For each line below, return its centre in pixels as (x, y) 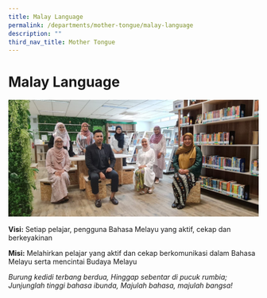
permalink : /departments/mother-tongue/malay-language (101, 25)
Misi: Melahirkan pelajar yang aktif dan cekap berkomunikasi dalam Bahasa (132, 253)
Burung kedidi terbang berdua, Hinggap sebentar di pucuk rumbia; (118, 277)
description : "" (35, 33)
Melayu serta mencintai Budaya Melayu (73, 261)
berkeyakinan (31, 238)
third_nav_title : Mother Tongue (62, 42)
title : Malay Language (46, 17)
